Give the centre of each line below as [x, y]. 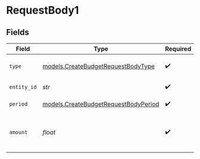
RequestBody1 [43, 10]
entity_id [23, 87]
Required [178, 49]
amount [18, 132]
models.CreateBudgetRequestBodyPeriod [101, 104]
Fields [18, 32]
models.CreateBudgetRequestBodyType [99, 66]
